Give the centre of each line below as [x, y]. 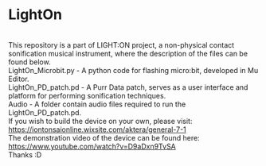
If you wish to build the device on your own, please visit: [100, 121]
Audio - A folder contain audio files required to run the [97, 104]
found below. [29, 62]
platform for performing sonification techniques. [87, 95]
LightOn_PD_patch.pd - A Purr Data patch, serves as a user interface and [128, 87]
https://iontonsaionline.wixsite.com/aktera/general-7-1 [98, 129]
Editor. [19, 79]
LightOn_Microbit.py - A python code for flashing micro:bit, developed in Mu [133, 70]
